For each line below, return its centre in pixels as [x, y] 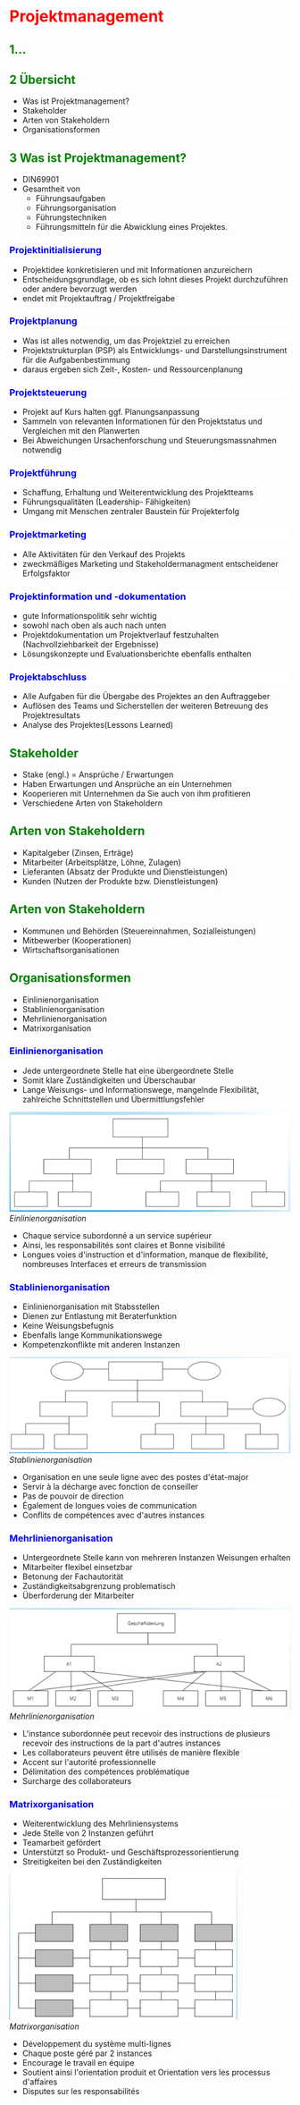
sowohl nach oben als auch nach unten [94, 625]
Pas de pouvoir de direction [73, 1496]
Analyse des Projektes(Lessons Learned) [98, 725]
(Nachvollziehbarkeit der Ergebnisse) [90, 644]
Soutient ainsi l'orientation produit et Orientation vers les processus [146, 2073]
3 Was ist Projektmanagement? [98, 158]
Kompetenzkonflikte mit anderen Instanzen [101, 1345]
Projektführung [43, 473]
